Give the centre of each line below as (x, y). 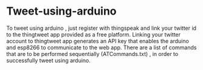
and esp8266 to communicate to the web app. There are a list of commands (101, 47)
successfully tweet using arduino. (49, 60)
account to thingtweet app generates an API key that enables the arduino (98, 41)
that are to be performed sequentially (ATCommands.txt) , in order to (92, 54)
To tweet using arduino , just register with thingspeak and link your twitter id (101, 28)
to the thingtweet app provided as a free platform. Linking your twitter (94, 34)
